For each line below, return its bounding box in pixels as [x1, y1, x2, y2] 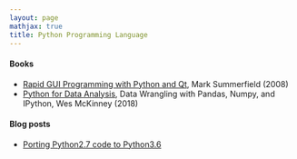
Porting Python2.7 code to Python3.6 [22, 138, 162, 150]
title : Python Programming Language [9, 30, 148, 39]
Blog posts [9, 119, 51, 130]
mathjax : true [9, 22, 64, 31]
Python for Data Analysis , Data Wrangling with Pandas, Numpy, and [22, 88, 275, 99]
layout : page [9, 13, 59, 23]
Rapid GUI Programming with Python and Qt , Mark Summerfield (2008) [22, 78, 289, 89]
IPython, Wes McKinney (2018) [22, 97, 139, 109]
